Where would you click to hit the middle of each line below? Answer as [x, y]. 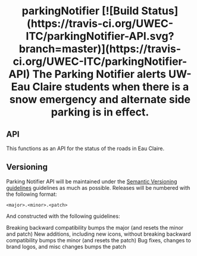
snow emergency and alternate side [100, 100]
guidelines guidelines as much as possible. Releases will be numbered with [98, 188]
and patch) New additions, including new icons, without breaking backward [99, 234]
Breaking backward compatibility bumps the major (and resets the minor [95, 227]
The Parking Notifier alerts [99, 74]
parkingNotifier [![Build [80, 11]
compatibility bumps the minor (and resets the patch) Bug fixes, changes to [99, 240]
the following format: [32, 194]
